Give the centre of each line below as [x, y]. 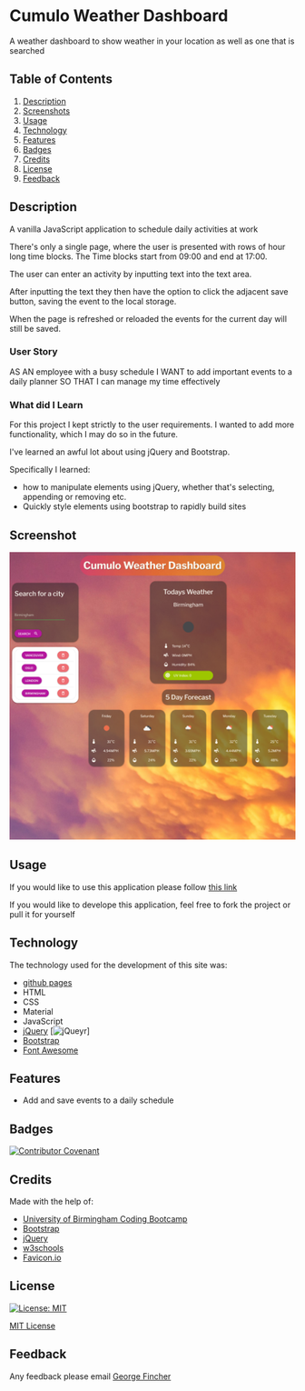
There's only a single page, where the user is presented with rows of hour [148, 246]
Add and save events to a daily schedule [98, 1100]
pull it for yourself [42, 914]
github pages [47, 982]
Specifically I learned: [50, 470]
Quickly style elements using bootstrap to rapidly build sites [134, 506]
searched [27, 50]
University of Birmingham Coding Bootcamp [105, 1219]
